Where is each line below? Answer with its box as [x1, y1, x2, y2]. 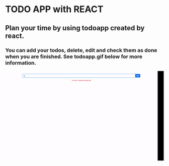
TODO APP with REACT [5, 4, 104, 15]
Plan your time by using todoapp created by [5, 24, 145, 32]
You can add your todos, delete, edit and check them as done [5, 46, 157, 53]
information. [5, 59, 37, 66]
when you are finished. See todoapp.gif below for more [5, 53, 142, 60]
